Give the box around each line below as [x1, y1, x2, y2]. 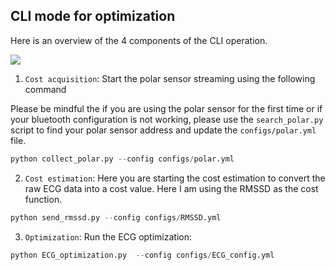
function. [24, 193, 63, 205]
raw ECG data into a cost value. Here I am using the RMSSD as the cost [24, 182, 319, 194]
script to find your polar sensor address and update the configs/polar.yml [10, 124, 317, 136]
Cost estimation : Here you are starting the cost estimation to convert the [24, 172, 326, 184]
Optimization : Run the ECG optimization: [24, 230, 193, 243]
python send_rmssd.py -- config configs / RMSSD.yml [10, 212, 222, 223]
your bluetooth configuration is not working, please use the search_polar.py [10, 113, 324, 125]
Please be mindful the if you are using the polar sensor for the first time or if [10, 102, 323, 114]
